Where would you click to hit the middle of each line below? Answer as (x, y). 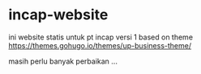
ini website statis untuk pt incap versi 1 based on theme (100, 37)
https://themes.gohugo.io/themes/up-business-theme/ (100, 45)
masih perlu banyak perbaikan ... (63, 61)
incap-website (58, 15)
